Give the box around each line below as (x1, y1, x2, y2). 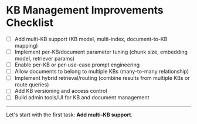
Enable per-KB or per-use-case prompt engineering (14, 61, 140, 68)
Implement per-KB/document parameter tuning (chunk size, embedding (14, 48, 188, 55)
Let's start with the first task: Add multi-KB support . (6, 111, 133, 118)
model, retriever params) (14, 55, 75, 62)
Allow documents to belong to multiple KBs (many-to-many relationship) (14, 68, 189, 75)
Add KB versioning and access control (14, 88, 107, 95)
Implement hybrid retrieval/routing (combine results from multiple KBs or (14, 75, 190, 82)
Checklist (6, 16, 54, 29)
